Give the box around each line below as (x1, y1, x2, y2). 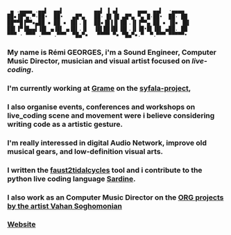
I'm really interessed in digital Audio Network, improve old (7, 138, 207, 148)
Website (7, 220, 36, 229)
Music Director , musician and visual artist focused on (7, 56, 191, 66)
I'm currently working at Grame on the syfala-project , (7, 83, 191, 93)
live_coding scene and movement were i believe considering (7, 110, 215, 120)
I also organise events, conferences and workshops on (7, 102, 196, 112)
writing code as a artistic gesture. (7, 119, 123, 129)
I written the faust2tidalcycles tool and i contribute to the (7, 165, 203, 175)
